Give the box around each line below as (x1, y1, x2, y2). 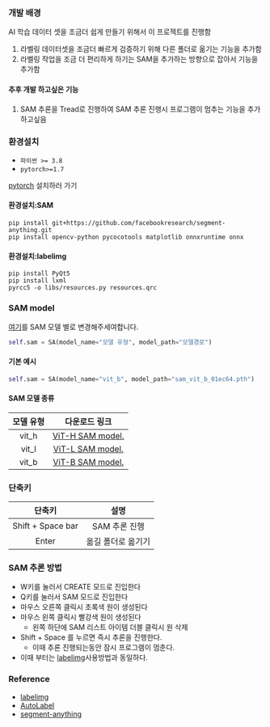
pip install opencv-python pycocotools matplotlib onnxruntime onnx (8, 233, 244, 241)
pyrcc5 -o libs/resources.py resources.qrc (8, 284, 158, 292)
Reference (8, 674, 50, 685)
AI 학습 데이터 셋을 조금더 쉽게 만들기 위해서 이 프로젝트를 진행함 (8, 27, 212, 37)
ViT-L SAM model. (53, 443, 124, 454)
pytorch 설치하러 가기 (8, 180, 78, 190)
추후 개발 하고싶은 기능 (8, 84, 79, 94)
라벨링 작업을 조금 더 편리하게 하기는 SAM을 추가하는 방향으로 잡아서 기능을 (19, 54, 259, 64)
